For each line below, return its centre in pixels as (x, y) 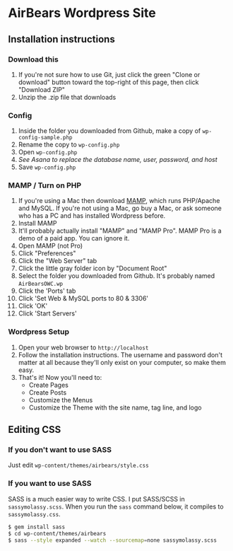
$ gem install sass (37, 527)
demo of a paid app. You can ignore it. (74, 238)
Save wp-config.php (47, 167)
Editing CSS (35, 430)
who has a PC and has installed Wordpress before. (92, 216)
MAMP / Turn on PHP (45, 185)
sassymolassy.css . (34, 514)
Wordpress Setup (39, 332)
